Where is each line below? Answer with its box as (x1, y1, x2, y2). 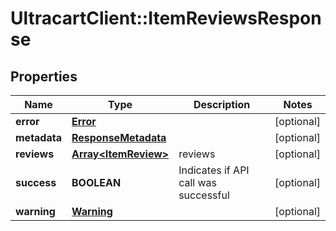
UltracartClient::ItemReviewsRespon (10, 7, 322, 30)
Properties (10, 68, 78, 85)
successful (178, 188, 230, 202)
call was (178, 176, 217, 189)
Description (193, 98, 251, 111)
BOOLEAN (71, 176, 122, 189)
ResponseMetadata (71, 131, 167, 144)
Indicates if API (178, 163, 250, 177)
